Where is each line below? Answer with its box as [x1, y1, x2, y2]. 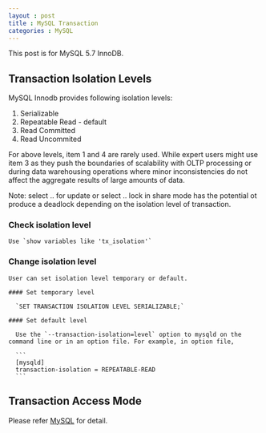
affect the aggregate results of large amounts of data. [8, 176, 186, 185]
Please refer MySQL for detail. [8, 415, 108, 425]
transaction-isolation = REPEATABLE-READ [15, 366, 156, 374]
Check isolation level [8, 220, 91, 231]
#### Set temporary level [8, 288, 95, 297]
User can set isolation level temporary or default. [8, 274, 188, 282]
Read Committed [19, 126, 76, 136]
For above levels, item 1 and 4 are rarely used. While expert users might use [8, 150, 259, 160]
